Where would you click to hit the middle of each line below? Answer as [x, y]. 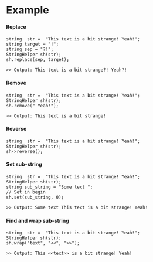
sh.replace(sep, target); [38, 60]
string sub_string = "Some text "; [50, 187]
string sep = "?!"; [30, 50]
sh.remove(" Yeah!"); [33, 106]
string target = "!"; [33, 45]
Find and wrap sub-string [38, 220]
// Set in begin [26, 192]
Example [28, 10]
